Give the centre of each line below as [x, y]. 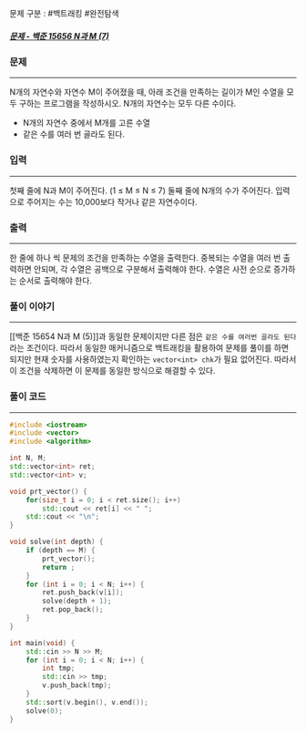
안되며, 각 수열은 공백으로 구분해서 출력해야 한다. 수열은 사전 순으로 [152, 269]
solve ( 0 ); [45, 711]
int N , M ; [28, 459]
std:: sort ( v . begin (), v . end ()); [87, 702]
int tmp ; [59, 668]
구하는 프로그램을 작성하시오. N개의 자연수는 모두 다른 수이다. [127, 104]
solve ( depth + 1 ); [77, 601]
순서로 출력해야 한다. [56, 280]
